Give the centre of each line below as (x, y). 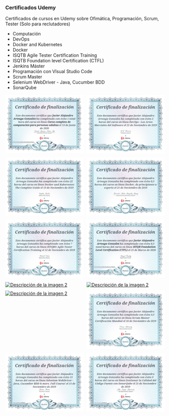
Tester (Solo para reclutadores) (38, 24)
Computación (27, 34)
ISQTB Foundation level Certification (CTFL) (58, 61)
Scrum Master (27, 77)
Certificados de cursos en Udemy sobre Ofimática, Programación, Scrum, (82, 19)
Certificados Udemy (31, 8)
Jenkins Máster (29, 66)
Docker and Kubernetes (37, 45)
